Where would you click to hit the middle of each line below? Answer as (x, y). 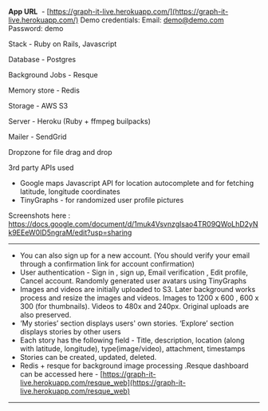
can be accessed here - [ (61, 374)
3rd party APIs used (41, 168)
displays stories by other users (70, 332)
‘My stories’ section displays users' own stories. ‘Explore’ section (127, 323)
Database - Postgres (42, 59)
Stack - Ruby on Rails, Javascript (63, 44)
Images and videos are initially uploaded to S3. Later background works (138, 289)
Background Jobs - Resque (53, 75)
